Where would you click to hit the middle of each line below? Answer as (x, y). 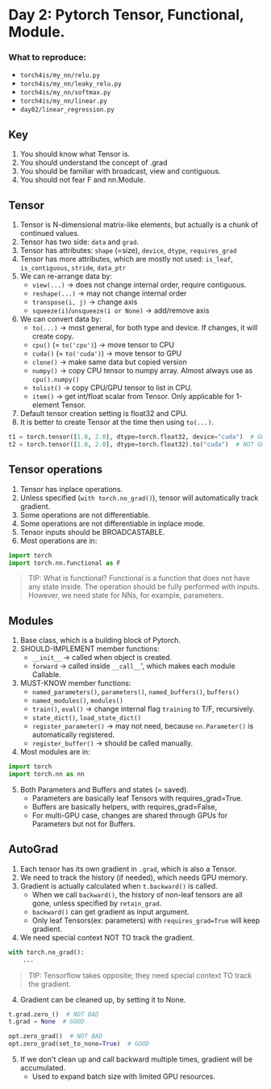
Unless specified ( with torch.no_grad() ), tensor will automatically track (139, 498)
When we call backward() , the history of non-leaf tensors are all (138, 894)
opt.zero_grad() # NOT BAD (56, 1036)
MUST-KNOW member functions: (75, 683)
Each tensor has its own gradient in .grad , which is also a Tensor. (128, 868)
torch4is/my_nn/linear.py (63, 101)
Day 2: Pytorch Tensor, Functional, (126, 15)
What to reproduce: (48, 57)
